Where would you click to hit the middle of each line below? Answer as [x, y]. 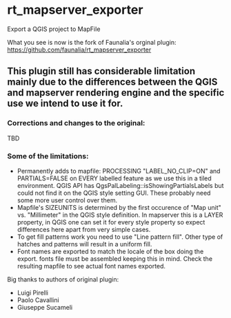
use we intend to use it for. [65, 104]
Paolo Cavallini [38, 300]
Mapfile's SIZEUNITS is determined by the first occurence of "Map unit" [119, 207]
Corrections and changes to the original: [76, 123]
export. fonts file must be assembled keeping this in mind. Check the [114, 258]
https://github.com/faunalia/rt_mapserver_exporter [79, 50]
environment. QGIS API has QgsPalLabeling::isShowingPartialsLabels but [120, 185]
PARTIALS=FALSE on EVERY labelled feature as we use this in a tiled [114, 178]
